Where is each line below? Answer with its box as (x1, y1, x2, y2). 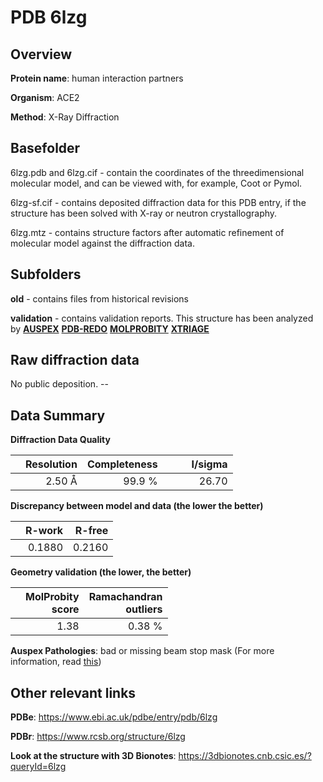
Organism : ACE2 (10, 92, 80, 103)
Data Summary (10, 407, 106, 424)
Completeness (86, 457, 158, 471)
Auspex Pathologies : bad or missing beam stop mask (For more (10, 645, 275, 657)
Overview (10, 46, 73, 63)
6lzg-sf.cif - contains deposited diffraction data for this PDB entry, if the (10, 196, 307, 208)
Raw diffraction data (10, 352, 140, 369)
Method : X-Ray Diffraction (10, 111, 120, 123)
